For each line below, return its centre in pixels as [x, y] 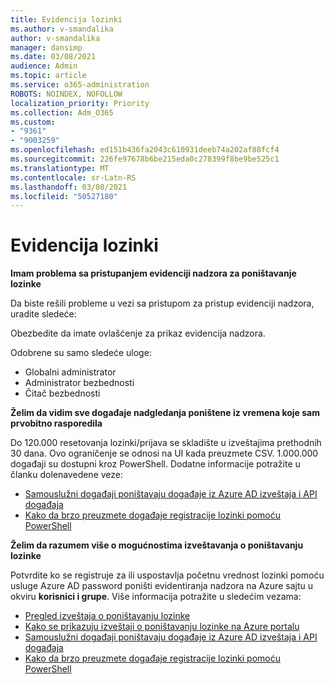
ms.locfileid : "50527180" [64, 196]
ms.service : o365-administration [80, 85]
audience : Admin [44, 66]
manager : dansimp [46, 47]
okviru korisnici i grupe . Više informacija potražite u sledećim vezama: [156, 597]
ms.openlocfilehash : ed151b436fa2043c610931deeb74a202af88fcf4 [145, 150]
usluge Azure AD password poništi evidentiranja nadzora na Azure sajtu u [161, 586]
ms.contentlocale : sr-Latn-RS [73, 177]
